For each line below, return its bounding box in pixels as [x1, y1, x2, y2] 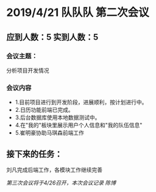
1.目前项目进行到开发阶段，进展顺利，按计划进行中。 [15, 98, 147, 106]
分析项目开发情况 [6, 67, 49, 74]
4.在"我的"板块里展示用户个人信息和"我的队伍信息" [15, 122, 143, 129]
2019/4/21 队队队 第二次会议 [6, 6, 149, 20]
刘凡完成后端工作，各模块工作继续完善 [6, 166, 102, 173]
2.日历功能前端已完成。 [15, 106, 74, 114]
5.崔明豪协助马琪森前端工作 [15, 129, 84, 136]
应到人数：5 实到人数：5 [6, 32, 99, 42]
